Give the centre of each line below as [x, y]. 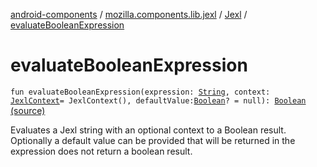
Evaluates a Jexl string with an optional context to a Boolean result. [148, 130]
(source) [28, 110]
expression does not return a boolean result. [101, 151]
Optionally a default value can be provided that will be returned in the [153, 140]
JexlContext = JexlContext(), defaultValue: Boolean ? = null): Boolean [158, 100]
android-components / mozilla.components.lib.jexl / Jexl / [129, 14]
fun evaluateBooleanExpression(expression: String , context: [140, 92]
